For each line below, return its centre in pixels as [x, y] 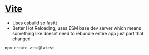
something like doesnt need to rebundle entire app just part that [78, 33]
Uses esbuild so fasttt [35, 23]
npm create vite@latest [30, 48]
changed [21, 39]
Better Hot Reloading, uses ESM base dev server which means [77, 28]
